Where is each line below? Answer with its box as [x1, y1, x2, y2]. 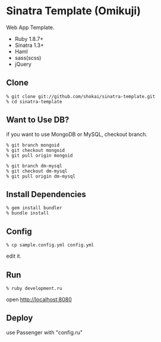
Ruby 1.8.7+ [14, 35, 43, 42]
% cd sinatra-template [6, 99, 62, 104]
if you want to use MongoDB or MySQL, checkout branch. [6, 131, 147, 138]
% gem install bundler [6, 205, 62, 211]
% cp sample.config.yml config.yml [6, 242, 94, 248]
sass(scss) [14, 54, 42, 61]
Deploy [6, 313, 33, 323]
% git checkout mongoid [6, 147, 65, 153]
